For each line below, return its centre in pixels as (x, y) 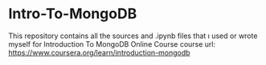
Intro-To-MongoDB (73, 14)
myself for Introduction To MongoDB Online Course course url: (112, 44)
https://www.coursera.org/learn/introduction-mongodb (99, 52)
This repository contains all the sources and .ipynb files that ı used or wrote (133, 36)
